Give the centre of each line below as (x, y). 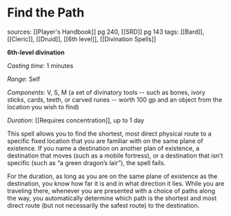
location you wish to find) (43, 107)
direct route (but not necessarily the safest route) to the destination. (103, 205)
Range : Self (24, 79)
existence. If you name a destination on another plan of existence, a (103, 148)
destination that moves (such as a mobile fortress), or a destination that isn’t (115, 155)
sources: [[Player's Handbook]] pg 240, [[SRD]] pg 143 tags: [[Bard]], (106, 32)
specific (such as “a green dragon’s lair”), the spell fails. (87, 162)
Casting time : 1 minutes (40, 65)
